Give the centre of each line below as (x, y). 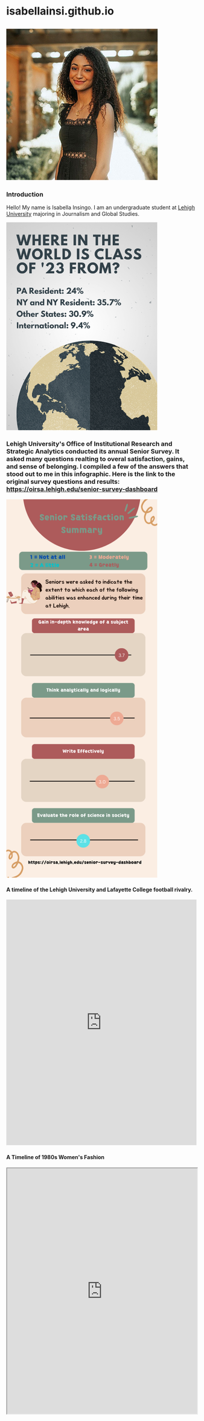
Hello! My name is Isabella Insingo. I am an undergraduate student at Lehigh (100, 207)
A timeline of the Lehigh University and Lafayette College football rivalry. (100, 889)
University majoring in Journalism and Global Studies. (73, 213)
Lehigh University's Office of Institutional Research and (89, 444)
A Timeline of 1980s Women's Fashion (55, 1157)
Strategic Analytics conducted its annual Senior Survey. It (93, 452)
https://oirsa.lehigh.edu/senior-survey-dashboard (82, 489)
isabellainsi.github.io (60, 11)
